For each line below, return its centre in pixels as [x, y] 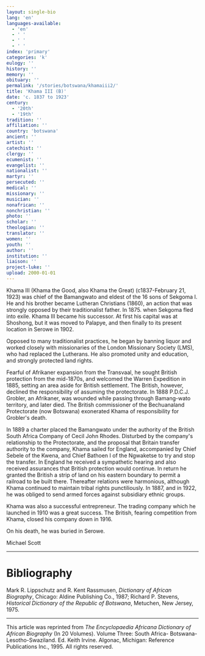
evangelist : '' [26, 165]
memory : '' [20, 74]
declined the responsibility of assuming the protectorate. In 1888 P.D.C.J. [98, 392]
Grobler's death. [27, 417]
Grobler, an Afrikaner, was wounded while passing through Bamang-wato [99, 398]
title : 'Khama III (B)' [37, 92]
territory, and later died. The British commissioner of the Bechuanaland [95, 405]
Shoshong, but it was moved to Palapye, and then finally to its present [94, 323]
